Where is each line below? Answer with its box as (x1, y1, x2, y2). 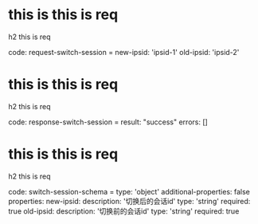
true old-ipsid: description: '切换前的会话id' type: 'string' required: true (8, 206, 240, 216)
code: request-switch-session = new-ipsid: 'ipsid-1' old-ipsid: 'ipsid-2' (8, 47, 240, 57)
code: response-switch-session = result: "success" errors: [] (8, 117, 209, 127)
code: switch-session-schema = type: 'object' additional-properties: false (8, 187, 251, 196)
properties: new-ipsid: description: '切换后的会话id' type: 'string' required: (8, 196, 251, 206)
